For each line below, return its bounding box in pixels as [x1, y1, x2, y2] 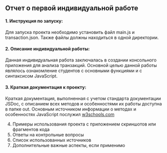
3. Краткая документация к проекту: [5, 84, 86, 90]
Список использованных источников [12, 137, 91, 143]
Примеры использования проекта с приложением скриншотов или [12, 121, 156, 127]
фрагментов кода [12, 126, 50, 132]
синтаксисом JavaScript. [5, 72, 58, 79]
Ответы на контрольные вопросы [12, 132, 84, 137]
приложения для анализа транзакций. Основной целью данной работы [5, 62, 157, 68]
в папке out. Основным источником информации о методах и [5, 106, 136, 112]
